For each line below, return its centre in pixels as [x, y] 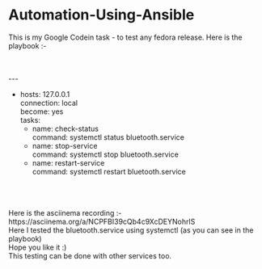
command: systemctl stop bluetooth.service [106, 154]
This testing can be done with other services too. [90, 255]
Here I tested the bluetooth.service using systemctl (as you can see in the [131, 230]
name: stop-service [65, 145]
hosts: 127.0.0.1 [45, 94]
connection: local [49, 103]
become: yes [42, 111]
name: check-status [65, 128]
